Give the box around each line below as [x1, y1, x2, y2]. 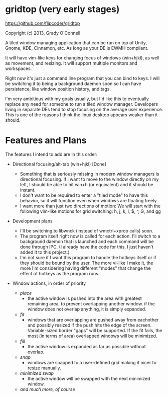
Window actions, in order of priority [12, 280, 86, 286]
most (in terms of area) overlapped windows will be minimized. [27, 333, 157, 339]
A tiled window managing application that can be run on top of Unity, [5, 39, 147, 46]
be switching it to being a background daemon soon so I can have [5, 81, 141, 87]
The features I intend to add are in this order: [5, 151, 98, 157]
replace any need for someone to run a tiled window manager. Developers [5, 101, 158, 107]
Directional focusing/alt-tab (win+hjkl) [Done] [12, 161, 107, 167]
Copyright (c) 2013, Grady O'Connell [5, 30, 81, 36]
